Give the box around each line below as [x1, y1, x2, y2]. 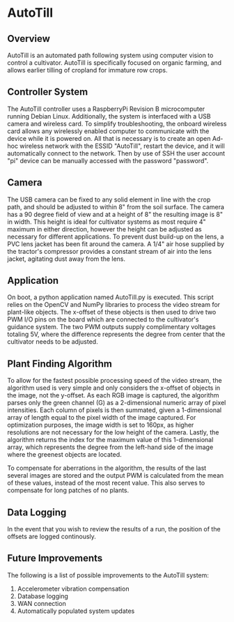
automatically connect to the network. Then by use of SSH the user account [7, 149, 225, 158]
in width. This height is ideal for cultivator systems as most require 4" [7, 218, 207, 226]
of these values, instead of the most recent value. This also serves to [7, 479, 205, 487]
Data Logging [7, 506, 67, 518]
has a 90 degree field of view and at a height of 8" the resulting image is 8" [7, 210, 224, 218]
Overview [7, 33, 51, 45]
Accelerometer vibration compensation [17, 584, 130, 593]
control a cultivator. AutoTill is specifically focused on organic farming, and [7, 59, 221, 67]
